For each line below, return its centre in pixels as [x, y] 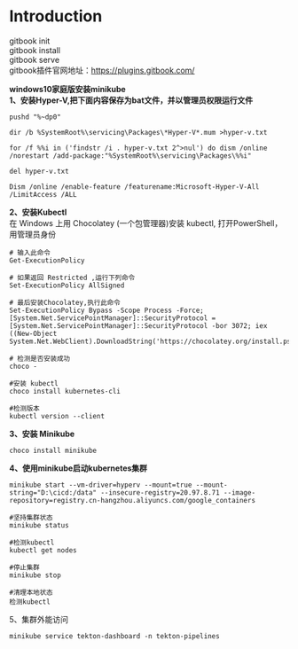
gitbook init [30, 41]
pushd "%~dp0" [35, 117]
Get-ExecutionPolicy [47, 260]
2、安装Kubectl [38, 212]
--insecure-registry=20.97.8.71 [160, 493]
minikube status [39, 525]
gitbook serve [35, 59]
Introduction [56, 16]
